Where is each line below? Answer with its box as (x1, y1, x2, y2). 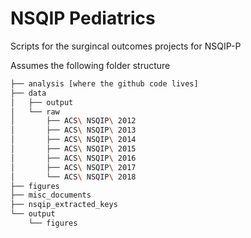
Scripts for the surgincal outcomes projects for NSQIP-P (10, 40, 242, 52)
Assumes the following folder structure (10, 59, 171, 71)
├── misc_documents (10, 190, 92, 201)
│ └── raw (10, 107, 60, 117)
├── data (10, 88, 47, 98)
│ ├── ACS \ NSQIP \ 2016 (10, 153, 137, 163)
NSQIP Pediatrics (10, 7, 156, 30)
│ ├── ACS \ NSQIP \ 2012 (10, 116, 137, 126)
